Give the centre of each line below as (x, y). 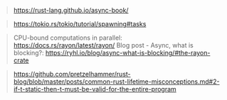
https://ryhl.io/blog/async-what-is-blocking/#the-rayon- (128, 53)
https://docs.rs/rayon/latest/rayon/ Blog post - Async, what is (103, 45)
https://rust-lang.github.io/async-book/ (71, 10)
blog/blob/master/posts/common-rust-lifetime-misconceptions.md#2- (116, 82)
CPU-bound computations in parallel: (68, 38)
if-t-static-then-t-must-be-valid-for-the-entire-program (95, 89)
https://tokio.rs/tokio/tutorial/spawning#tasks (80, 24)
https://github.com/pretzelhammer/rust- (72, 74)
